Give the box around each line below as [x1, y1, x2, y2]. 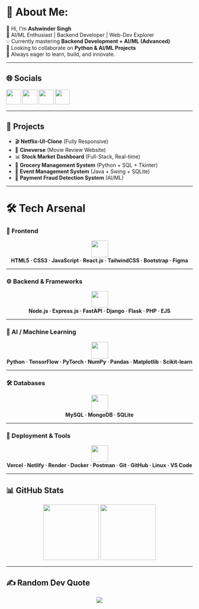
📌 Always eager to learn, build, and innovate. [6, 50, 115, 58]
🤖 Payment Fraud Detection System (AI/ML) [14, 174, 124, 181]
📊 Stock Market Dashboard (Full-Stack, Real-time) [14, 153, 141, 160]
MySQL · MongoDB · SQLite [65, 411, 134, 418]
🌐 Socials [6, 74, 43, 84]
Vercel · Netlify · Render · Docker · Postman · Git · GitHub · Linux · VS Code [7, 462, 192, 469]
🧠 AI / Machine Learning [6, 328, 76, 336]
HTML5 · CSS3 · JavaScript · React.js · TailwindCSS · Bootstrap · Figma [11, 257, 188, 264]
